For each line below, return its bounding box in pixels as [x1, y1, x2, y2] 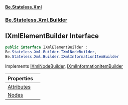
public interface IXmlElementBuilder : [5, 45, 88, 50]
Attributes [7, 83, 31, 90]
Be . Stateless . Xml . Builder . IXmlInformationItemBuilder [5, 54, 120, 59]
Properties [7, 75, 33, 82]
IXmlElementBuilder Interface [5, 31, 99, 40]
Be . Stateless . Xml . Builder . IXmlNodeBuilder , [5, 50, 97, 55]
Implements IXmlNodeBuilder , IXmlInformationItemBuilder [5, 63, 124, 69]
